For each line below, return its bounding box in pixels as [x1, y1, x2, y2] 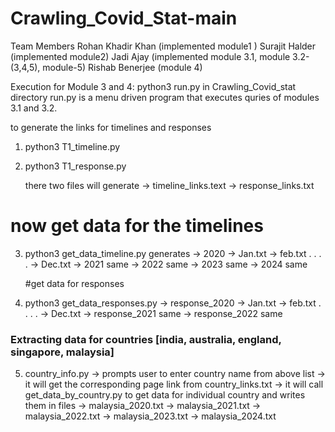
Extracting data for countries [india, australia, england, [10, 332, 282, 346]
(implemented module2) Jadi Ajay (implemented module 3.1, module [10, 50, 291, 62]
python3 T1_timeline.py [24, 140, 121, 152]
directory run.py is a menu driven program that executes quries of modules [10, 91, 320, 103]
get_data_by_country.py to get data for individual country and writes [24, 389, 306, 401]
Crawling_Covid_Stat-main [10, 7, 238, 30]
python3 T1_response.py [24, 160, 127, 172]
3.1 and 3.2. [10, 102, 58, 114]
